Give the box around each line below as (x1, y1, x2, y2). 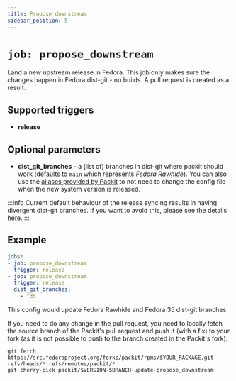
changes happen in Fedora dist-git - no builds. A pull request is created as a (7, 76, 230, 84)
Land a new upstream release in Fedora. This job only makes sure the (7, 68, 210, 77)
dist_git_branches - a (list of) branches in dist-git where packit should (17, 162, 224, 171)
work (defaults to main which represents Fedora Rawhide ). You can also (17, 170, 227, 178)
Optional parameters (7, 143, 101, 155)
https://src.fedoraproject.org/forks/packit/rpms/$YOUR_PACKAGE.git (7, 354, 214, 361)
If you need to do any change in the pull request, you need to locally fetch (7, 319, 223, 327)
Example (7, 234, 47, 246)
